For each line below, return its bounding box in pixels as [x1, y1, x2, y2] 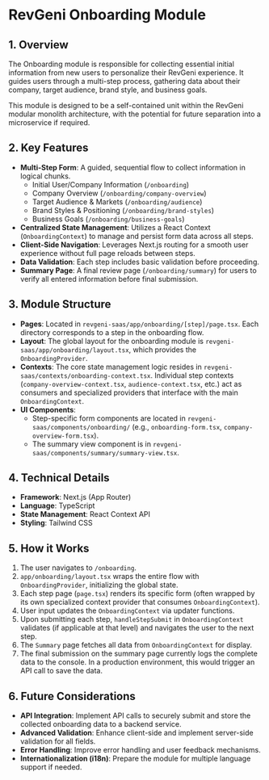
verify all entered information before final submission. [19, 274, 199, 283]
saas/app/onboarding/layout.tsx [19, 346, 129, 354]
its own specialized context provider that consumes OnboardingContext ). [19, 598, 260, 607]
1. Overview [8, 38, 69, 52]
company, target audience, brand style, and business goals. [8, 85, 208, 94]
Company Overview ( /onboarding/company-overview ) [32, 188, 208, 198]
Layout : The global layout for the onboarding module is [19, 336, 204, 346]
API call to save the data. [19, 666, 103, 676]
